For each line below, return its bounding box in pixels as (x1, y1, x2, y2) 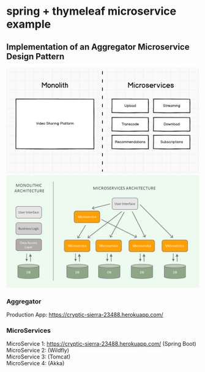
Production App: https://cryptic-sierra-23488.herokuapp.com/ (6, 311, 163, 318)
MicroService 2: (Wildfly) (6, 347, 69, 354)
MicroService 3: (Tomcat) (6, 353, 71, 360)
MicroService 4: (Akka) (6, 360, 65, 367)
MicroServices (6, 326, 51, 335)
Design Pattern (6, 51, 65, 62)
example (6, 17, 51, 31)
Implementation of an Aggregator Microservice (6, 42, 190, 52)
